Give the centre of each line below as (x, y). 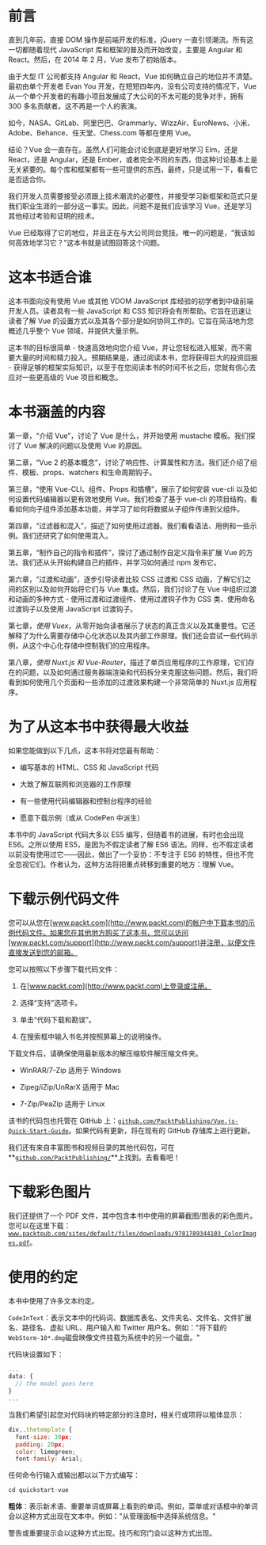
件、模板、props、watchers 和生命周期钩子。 (82, 472)
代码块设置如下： (36, 1354)
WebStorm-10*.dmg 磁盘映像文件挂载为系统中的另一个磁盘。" (104, 1337)
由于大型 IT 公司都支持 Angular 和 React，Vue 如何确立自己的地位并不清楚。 (133, 76)
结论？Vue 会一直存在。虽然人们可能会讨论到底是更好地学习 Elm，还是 (123, 149)
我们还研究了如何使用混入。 (67, 535)
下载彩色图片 (50, 1192)
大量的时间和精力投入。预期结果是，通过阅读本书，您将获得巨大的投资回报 (136, 357)
